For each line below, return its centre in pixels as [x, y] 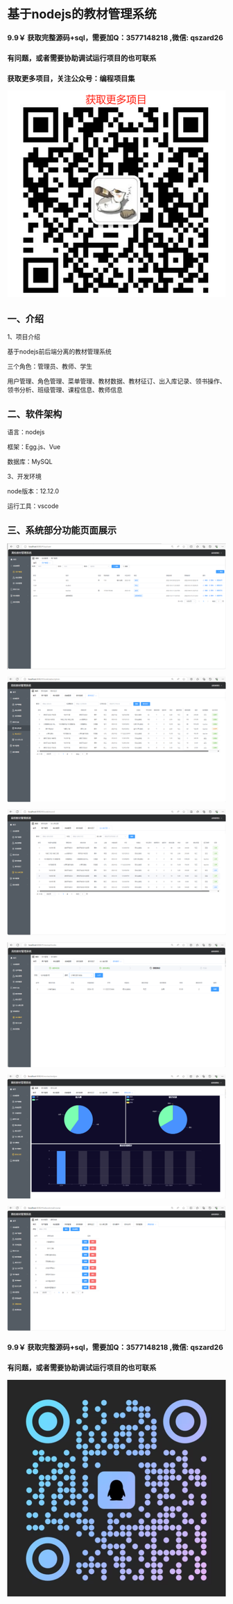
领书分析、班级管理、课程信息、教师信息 [65, 390]
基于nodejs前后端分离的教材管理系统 [60, 351]
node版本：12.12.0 [33, 491]
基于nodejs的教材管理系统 [82, 14]
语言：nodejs [26, 432]
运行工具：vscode [33, 506]
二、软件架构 [35, 414]
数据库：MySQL [30, 462]
